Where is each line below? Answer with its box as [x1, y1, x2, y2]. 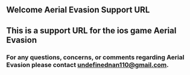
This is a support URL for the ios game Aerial [6, 25, 177, 36]
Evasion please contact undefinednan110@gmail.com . [6, 60, 169, 69]
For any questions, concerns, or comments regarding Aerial [6, 53, 185, 61]
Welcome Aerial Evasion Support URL [6, 5, 150, 15]
